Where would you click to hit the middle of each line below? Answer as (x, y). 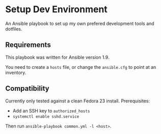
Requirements (28, 45)
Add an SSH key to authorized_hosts (51, 111)
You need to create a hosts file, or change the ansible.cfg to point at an (81, 67)
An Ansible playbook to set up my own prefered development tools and (80, 23)
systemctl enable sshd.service (46, 116)
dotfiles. (14, 29)
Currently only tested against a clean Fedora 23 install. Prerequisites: (78, 101)
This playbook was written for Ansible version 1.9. (57, 57)
